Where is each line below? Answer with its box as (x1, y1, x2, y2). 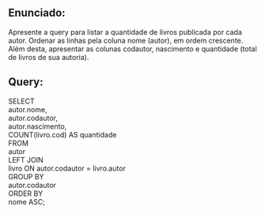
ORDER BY (8, 189, 44, 198)
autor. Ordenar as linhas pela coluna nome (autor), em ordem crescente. (8, 36, 244, 45)
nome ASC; (8, 197, 46, 206)
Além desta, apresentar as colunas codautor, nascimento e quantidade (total (8, 43, 257, 54)
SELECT (8, 96, 35, 106)
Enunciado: (8, 6, 66, 20)
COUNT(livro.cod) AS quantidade (8, 130, 117, 139)
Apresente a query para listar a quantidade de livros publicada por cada (8, 27, 243, 36)
